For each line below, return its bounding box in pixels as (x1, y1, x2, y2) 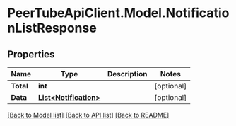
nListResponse (7, 20, 97, 36)
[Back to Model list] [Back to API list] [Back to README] (7, 111, 170, 119)
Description (107, 69, 148, 79)
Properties (7, 48, 55, 60)
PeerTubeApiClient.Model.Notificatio (7, 5, 230, 21)
